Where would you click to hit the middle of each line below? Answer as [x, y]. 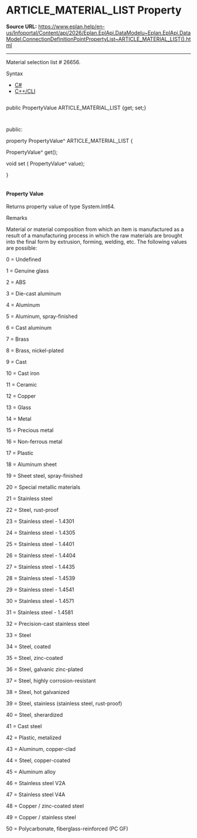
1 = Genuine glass [28, 271]
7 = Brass [18, 339]
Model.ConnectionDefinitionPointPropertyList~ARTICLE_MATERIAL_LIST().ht [98, 39]
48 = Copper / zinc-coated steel [45, 806]
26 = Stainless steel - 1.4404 [41, 555]
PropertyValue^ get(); [32, 152]
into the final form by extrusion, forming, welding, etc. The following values [96, 242]
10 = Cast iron [23, 373]
